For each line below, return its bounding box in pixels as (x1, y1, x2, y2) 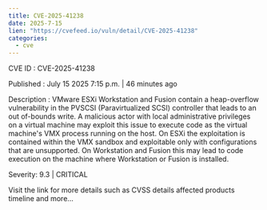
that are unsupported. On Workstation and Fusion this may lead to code (8, 146, 244, 155)
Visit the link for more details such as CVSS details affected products (8, 185, 235, 195)
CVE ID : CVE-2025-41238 (8, 63, 96, 73)
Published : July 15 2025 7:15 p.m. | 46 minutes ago (8, 79, 178, 89)
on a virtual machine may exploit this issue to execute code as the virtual (8, 120, 248, 130)
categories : (8, 34, 48, 42)
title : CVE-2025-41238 (8, 11, 84, 20)
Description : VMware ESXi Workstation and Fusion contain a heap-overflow (8, 95, 260, 104)
